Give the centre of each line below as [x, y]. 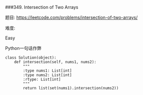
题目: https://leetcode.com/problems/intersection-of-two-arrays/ [71, 17]
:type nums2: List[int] [47, 75]
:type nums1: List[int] [47, 71]
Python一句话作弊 [23, 48]
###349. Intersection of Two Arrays [42, 7]
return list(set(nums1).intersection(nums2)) [71, 88]
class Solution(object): [31, 58]
